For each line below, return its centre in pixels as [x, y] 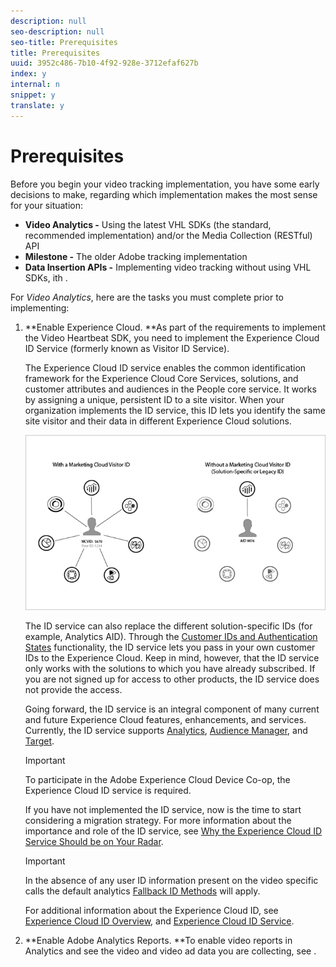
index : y [28, 74]
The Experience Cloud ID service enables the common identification [165, 367]
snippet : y [33, 95]
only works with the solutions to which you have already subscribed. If [170, 669]
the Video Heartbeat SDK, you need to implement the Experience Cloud [172, 337]
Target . [39, 741]
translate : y [37, 105]
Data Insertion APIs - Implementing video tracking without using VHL [168, 267]
